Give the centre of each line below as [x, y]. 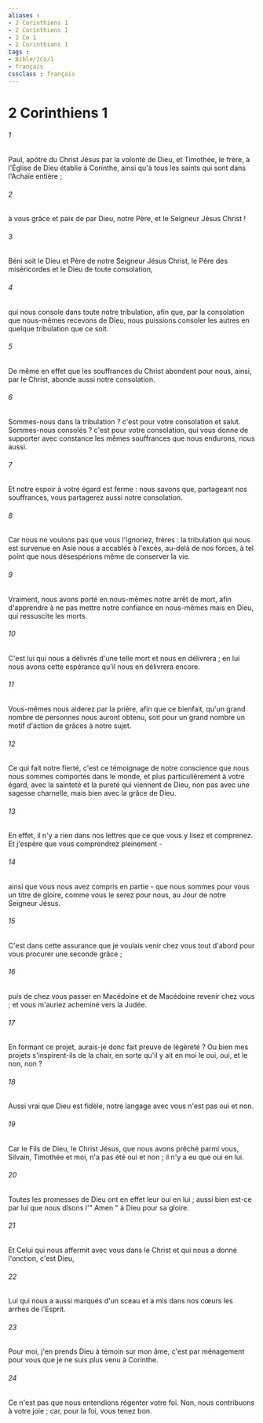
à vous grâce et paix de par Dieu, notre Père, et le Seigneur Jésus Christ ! [127, 219]
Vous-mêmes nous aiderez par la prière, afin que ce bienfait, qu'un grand [127, 709]
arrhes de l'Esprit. [37, 1309]
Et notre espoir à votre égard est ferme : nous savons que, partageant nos [128, 490]
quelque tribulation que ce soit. [58, 328]
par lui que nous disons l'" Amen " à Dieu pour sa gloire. [99, 1207]
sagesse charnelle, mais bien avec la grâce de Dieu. [92, 793]
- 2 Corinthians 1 [38, 45]
